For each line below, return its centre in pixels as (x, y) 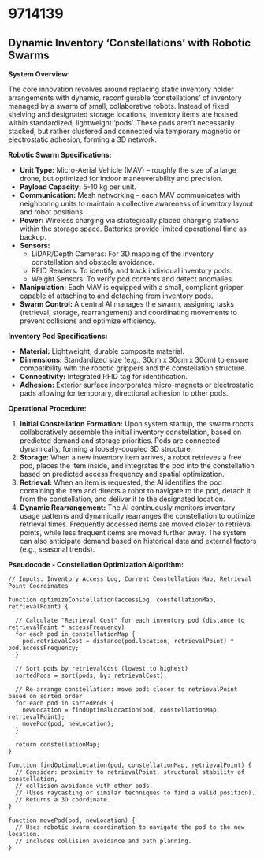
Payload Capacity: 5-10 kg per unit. (78, 187)
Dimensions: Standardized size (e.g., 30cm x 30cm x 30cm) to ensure (134, 360)
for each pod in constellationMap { (75, 634)
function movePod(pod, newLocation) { (72, 820)
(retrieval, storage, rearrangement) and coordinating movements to (128, 312)
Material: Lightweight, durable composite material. (102, 351)
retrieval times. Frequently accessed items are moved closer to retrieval (136, 524)
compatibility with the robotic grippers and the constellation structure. (133, 368)
